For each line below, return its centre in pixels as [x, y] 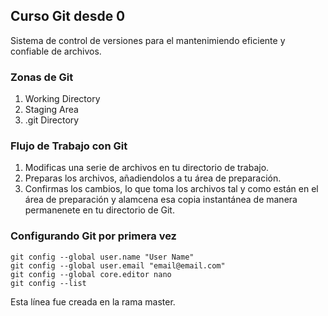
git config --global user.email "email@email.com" [118, 265]
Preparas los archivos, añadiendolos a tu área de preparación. [153, 178]
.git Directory [52, 120]
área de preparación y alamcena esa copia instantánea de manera [161, 200]
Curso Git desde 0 [68, 16]
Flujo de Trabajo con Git [69, 146]
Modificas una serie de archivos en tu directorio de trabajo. [147, 168]
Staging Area [51, 110]
